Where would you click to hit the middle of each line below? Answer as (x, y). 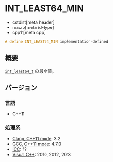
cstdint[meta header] (33, 22)
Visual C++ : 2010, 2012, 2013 (42, 154)
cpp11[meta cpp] (29, 32)
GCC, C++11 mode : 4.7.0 (37, 144)
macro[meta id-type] (33, 27)
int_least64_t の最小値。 (31, 71)
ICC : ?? (19, 149)
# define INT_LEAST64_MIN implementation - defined (57, 41)
